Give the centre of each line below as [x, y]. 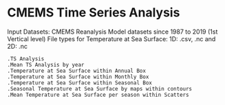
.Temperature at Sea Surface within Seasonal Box [80, 83]
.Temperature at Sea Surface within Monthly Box [78, 77]
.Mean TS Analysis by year [46, 65]
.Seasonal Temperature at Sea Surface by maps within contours [100, 89]
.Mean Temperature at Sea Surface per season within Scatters [98, 95]
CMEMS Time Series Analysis [94, 13]
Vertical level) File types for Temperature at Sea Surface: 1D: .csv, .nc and [111, 38]
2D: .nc [17, 46]
